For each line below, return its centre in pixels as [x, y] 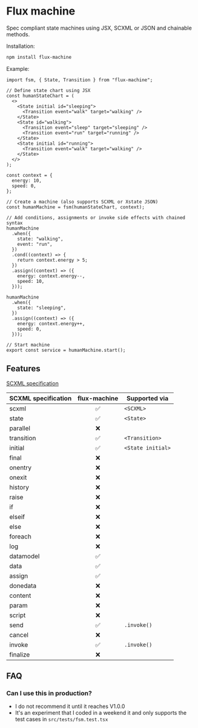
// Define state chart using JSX [48, 90]
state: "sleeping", [42, 308]
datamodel [25, 556]
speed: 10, [31, 281]
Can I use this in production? [49, 693]
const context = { [29, 175]
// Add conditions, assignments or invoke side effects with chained [96, 217]
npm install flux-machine [39, 57]
